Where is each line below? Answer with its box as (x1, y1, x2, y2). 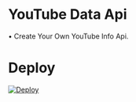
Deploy (8, 59, 56, 77)
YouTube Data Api (8, 5, 127, 24)
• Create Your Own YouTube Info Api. (8, 31, 129, 41)
